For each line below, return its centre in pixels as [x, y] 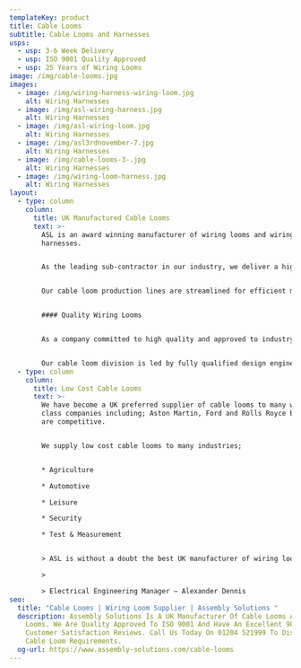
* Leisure [60, 502]
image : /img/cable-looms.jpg [64, 76]
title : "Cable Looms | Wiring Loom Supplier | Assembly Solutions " [148, 608]
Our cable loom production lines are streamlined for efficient [164, 291]
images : [24, 84]
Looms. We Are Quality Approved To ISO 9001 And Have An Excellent [154, 625]
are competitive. [73, 422]
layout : [24, 193]
